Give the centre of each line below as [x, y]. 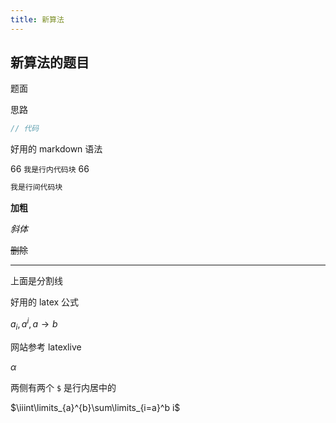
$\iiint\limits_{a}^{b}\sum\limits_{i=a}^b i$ [95, 407]
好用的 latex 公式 [45, 302]
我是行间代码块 [36, 187]
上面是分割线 [36, 281]
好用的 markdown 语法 [56, 149]
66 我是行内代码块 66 [50, 169]
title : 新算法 [37, 19]
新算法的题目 [50, 62]
